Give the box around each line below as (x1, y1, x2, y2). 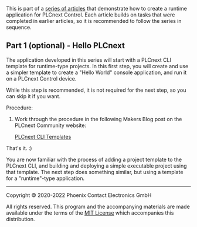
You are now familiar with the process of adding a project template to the (6, 156, 182, 163)
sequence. (6, 24, 32, 31)
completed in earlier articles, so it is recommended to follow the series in (6, 18, 182, 24)
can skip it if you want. (6, 92, 61, 99)
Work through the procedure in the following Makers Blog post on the (14, 115, 182, 122)
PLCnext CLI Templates (14, 133, 72, 140)
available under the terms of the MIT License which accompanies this (6, 209, 174, 216)
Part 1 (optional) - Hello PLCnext (6, 41, 125, 51)
